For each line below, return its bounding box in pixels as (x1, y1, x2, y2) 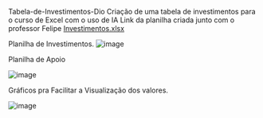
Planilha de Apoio (8, 55, 66, 64)
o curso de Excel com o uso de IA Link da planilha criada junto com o (8, 15, 235, 25)
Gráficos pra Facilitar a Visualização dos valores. (8, 85, 169, 95)
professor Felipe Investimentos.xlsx (8, 24, 125, 33)
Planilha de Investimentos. (8, 39, 94, 49)
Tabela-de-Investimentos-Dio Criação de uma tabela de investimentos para (8, 7, 257, 16)
